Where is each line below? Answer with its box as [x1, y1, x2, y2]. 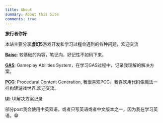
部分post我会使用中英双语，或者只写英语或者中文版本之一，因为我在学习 [5, 106, 154, 112]
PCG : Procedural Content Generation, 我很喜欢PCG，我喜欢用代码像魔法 [5, 79, 154, 85]
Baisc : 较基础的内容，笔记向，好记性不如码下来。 [5, 52, 107, 58]
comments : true [5, 16, 37, 21]
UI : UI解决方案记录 [5, 96, 43, 102]
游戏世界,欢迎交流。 [18, 85, 59, 91]
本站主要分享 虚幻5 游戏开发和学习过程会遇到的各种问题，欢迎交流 [5, 41, 139, 47]
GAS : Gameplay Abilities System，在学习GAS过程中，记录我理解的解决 [5, 62, 150, 68]
